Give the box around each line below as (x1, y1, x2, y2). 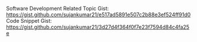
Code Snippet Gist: (6, 17, 52, 24)
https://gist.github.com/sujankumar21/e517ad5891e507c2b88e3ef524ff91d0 (6, 11, 191, 18)
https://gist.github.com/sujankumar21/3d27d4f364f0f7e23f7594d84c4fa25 (6, 23, 190, 30)
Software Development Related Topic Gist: (6, 5, 109, 12)
